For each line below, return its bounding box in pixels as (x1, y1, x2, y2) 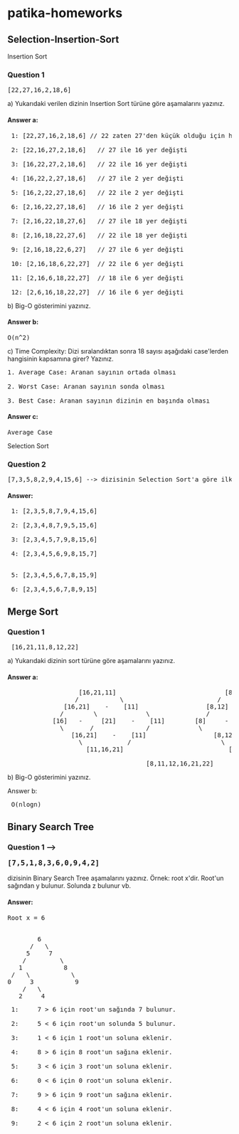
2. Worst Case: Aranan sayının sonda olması (7, 382, 166, 391)
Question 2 (7, 459, 46, 469)
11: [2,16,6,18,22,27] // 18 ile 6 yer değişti (11, 274, 184, 282)
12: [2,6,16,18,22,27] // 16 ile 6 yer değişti (11, 288, 184, 296)
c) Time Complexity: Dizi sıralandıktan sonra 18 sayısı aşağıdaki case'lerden (7, 346, 229, 355)
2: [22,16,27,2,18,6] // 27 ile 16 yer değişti (11, 146, 188, 154)
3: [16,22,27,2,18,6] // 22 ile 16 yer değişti (11, 160, 188, 168)
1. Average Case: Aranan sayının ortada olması (7, 368, 176, 376)
